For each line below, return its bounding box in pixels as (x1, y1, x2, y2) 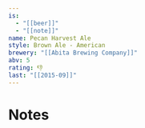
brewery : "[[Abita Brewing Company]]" (8, 49, 138, 57)
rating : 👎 (8, 64, 43, 72)
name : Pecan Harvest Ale (8, 34, 91, 42)
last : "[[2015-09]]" (8, 71, 78, 79)
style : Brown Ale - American (8, 42, 106, 50)
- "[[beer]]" (15, 19, 59, 27)
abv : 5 (8, 57, 30, 65)
